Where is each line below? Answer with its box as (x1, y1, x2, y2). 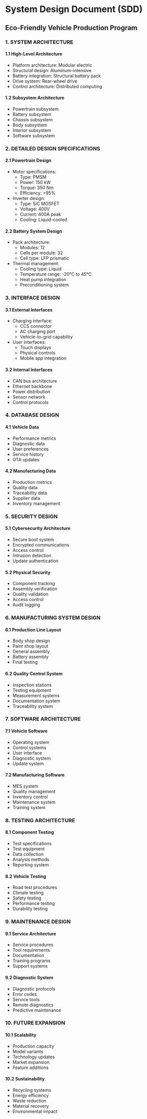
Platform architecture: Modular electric (12, 62, 92, 68)
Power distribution (12, 389, 50, 395)
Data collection (12, 851, 44, 857)
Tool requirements (12, 947, 50, 953)
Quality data (12, 484, 38, 490)
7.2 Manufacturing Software (5, 772, 65, 778)
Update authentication (12, 558, 58, 564)
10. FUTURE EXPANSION (5, 1019, 65, 1026)
